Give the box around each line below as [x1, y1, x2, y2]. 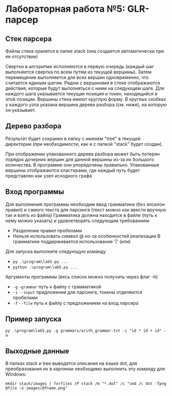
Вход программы [5, 188, 64, 196]
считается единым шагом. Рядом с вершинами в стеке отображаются [5, 80, 160, 86]
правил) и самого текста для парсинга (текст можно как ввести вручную [5, 206, 166, 213]
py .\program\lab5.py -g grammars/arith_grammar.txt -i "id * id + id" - [5, 328, 167, 333]
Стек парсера [5, 34, 52, 43]
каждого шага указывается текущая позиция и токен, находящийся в [5, 91, 158, 96]
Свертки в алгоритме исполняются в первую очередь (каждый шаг [5, 64, 155, 69]
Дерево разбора [5, 122, 62, 131]
